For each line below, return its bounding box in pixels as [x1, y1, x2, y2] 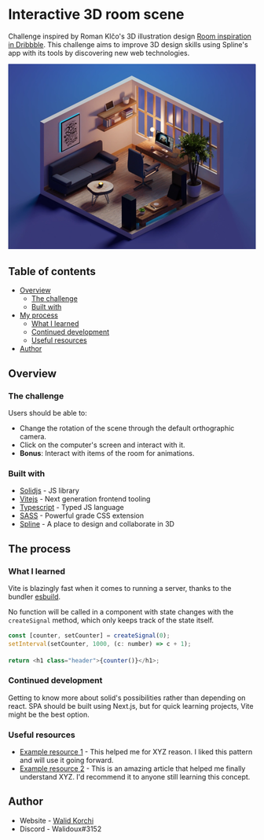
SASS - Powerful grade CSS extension [19, 511, 144, 520]
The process [8, 542, 71, 556]
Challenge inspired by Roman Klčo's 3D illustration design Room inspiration [8, 31, 251, 41]
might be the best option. [8, 710, 90, 719]
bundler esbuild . [8, 592, 61, 601]
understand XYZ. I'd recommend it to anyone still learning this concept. [19, 772, 251, 781]
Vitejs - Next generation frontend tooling [19, 494, 151, 504]
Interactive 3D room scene [8, 6, 185, 24]
